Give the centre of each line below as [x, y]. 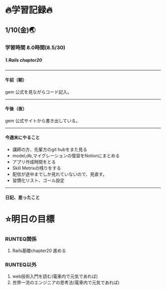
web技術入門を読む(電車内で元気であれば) [55, 276]
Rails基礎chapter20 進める [39, 251]
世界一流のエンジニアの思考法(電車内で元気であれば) [66, 283]
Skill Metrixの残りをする [37, 168]
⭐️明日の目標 [30, 219]
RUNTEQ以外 [21, 265]
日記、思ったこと [22, 197]
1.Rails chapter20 [24, 60]
